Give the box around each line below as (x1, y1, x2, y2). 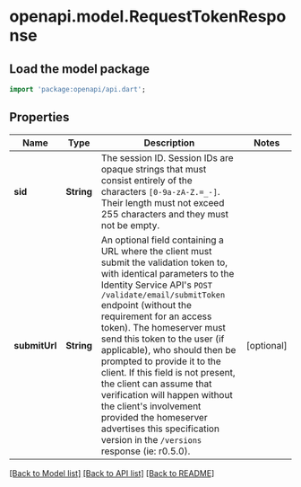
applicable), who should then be (100, 343, 236, 356)
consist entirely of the (100, 173, 193, 186)
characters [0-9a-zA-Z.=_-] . (100, 185, 220, 198)
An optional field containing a (100, 234, 224, 246)
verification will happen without (100, 388, 233, 401)
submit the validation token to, (100, 256, 228, 269)
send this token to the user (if (100, 332, 225, 345)
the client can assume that (100, 377, 212, 390)
